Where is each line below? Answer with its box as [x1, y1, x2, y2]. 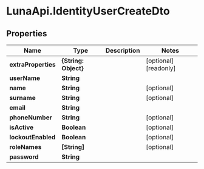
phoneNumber [9, 113, 53, 122]
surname [9, 94, 36, 102]
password [9, 153, 39, 161]
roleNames [9, 143, 42, 151]
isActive [9, 123, 34, 131]
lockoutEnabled [9, 133, 56, 141]
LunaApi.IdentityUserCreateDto [6, 4, 170, 18]
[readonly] [145, 64, 176, 72]
